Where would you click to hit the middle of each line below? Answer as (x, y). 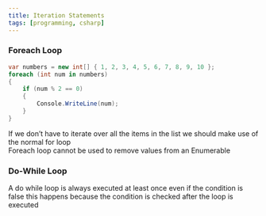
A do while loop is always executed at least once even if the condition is (126, 188)
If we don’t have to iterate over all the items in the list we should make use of (133, 133)
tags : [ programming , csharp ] (56, 23)
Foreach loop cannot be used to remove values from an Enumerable (120, 150)
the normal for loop (40, 142)
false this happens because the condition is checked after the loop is (121, 197)
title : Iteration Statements (56, 15)
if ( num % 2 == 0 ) (53, 89)
